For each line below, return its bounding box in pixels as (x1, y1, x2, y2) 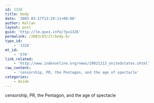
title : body (5, 12, 29, 16)
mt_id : (5, 47, 18, 52)
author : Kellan (5, 20, 36, 26)
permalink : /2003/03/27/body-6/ (5, 34, 70, 39)
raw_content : (5, 66, 31, 71)
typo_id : (5, 39, 23, 44)
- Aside (14, 79, 29, 84)
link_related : (5, 57, 34, 61)
